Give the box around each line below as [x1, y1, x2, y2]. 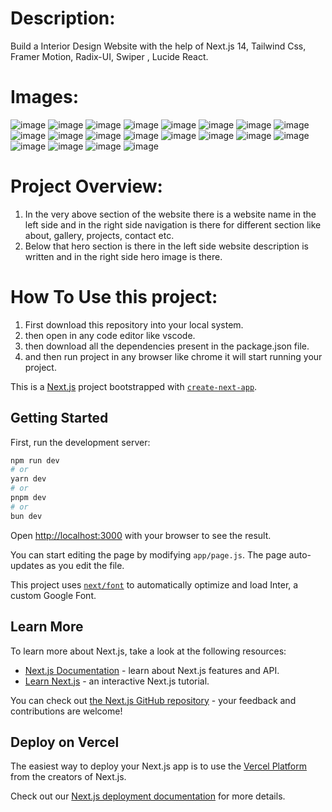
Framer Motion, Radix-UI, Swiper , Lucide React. [10, 50, 209, 62]
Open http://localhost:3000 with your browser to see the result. [10, 529, 272, 541]
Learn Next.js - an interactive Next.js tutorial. [24, 675, 210, 687]
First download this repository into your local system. [24, 318, 244, 331]
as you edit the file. [46, 559, 125, 571]
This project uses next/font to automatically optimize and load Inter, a [10, 578, 299, 591]
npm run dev [10, 455, 60, 466]
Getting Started [10, 410, 109, 427]
